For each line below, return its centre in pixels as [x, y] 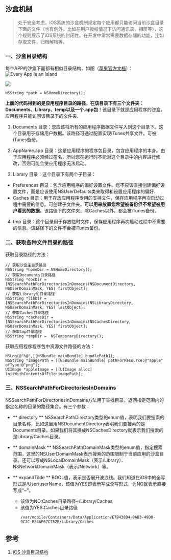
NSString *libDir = [26, 298]
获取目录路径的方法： [28, 254]
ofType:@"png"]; [22, 365]
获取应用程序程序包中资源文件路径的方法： [50, 347]
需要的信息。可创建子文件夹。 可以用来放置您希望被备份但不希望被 [91, 204]
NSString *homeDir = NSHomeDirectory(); [49, 270]
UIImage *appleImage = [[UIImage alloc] [49, 370]
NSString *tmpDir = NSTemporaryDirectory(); [54, 336]
